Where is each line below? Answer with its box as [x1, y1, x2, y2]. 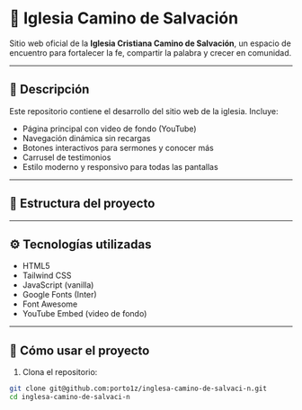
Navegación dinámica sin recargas [22, 132, 151, 143]
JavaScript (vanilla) [22, 280, 94, 290]
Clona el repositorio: [22, 367, 98, 378]
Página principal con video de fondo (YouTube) [22, 123, 197, 134]
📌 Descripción [9, 82, 90, 97]
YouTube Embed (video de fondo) [22, 308, 147, 319]
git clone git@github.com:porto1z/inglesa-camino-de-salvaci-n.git [9, 384, 268, 394]
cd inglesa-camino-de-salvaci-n [9, 393, 130, 402]
